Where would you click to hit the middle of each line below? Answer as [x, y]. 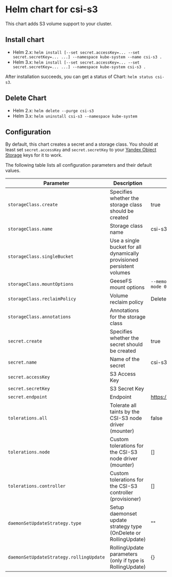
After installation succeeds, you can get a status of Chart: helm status [79, 76]
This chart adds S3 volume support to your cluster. [59, 24]
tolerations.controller [37, 486]
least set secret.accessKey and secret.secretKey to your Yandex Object [81, 150]
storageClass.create [33, 205]
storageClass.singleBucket [41, 257]
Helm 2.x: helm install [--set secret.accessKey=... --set [76, 52]
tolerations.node [29, 452]
